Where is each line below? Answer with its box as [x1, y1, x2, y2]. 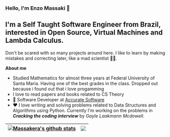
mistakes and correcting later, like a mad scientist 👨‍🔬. [5, 55, 118, 61]
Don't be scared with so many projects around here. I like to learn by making [5, 49, 165, 56]
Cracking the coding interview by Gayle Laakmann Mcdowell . [12, 113, 145, 119]
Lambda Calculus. [5, 36, 64, 45]
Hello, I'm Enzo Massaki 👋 [5, 5, 70, 12]
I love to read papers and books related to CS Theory [12, 91, 124, 97]
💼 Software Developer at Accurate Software [12, 96, 105, 102]
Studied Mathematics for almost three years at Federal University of [12, 75, 155, 81]
